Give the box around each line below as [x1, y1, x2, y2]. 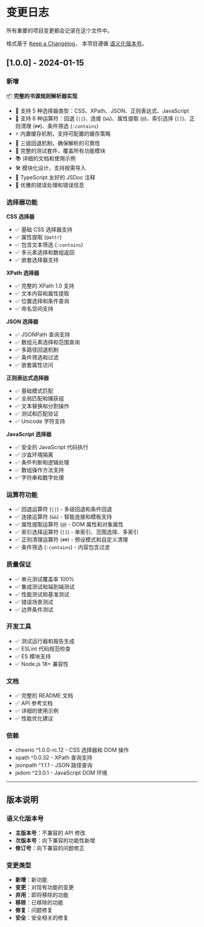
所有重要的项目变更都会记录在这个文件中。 [6, 27, 113, 34]
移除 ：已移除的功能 [15, 899, 64, 906]
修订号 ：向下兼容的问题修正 [15, 844, 85, 852]
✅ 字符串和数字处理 [15, 474, 64, 481]
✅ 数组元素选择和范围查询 [15, 338, 80, 346]
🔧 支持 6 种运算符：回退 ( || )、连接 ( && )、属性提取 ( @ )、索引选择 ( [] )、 [15, 114, 190, 122]
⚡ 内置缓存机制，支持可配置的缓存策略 [15, 130, 111, 137]
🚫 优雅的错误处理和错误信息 [15, 181, 84, 189]
